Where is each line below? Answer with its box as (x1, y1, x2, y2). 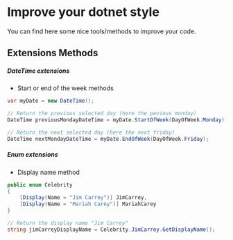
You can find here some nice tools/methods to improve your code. (7, 27, 196, 35)
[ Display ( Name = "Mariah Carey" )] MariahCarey (19, 200, 157, 208)
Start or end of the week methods (17, 84, 114, 92)
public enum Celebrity (7, 181, 73, 188)
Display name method (17, 168, 80, 176)
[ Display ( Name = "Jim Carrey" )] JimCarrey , (19, 194, 148, 201)
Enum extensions (7, 151, 59, 159)
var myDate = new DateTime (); (7, 98, 95, 105)
